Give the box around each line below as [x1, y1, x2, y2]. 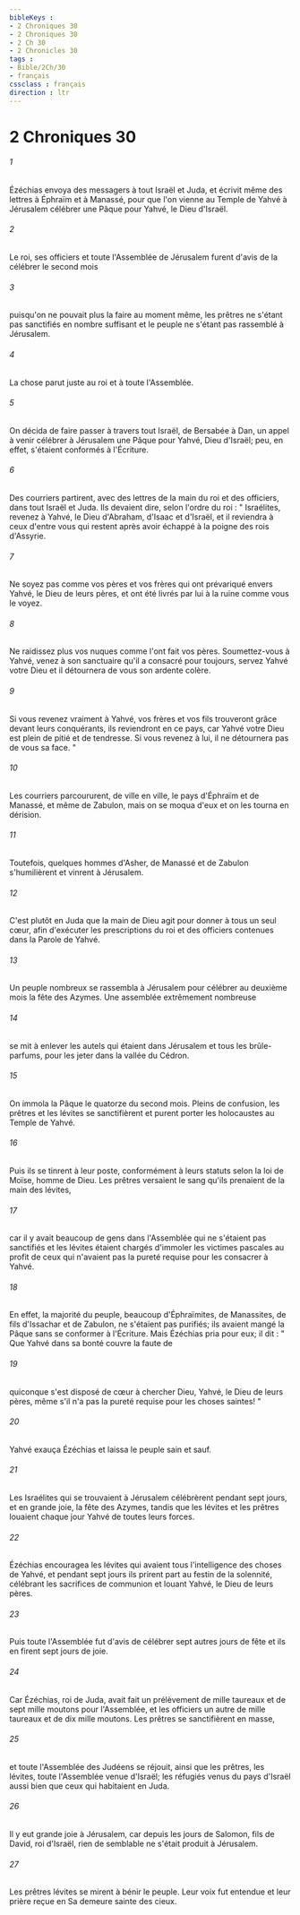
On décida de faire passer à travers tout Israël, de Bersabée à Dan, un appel [9, 425, 289, 435]
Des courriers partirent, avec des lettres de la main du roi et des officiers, [9, 492, 279, 502]
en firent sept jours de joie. [9, 1645, 109, 1657]
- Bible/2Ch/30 [9, 64, 66, 73]
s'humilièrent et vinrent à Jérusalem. [9, 866, 144, 878]
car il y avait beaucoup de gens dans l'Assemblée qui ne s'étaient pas [9, 1232, 267, 1243]
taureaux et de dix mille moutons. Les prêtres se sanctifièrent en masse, [9, 1713, 276, 1724]
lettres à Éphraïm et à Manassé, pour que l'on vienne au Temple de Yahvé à [9, 193, 288, 204]
